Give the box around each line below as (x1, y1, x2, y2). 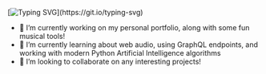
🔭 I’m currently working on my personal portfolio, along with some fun (18, 23, 250, 32)
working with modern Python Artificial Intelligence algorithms (18, 49, 221, 57)
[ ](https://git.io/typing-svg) (7, 8, 143, 17)
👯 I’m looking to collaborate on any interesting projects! (18, 56, 202, 66)
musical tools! (18, 32, 66, 41)
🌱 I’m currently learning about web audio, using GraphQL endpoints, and (18, 40, 258, 49)
